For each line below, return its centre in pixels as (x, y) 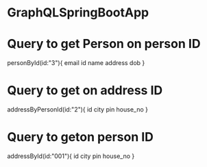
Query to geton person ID (81, 137)
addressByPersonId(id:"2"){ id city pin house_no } (78, 110)
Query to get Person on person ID (104, 44)
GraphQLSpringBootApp (78, 13)
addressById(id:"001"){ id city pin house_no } (71, 156)
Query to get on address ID (85, 91)
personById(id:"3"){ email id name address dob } (76, 63)
